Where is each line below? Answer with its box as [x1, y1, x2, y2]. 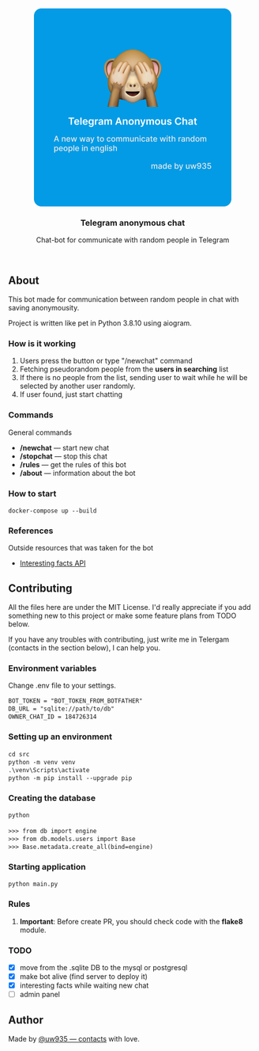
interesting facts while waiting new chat [19, 981, 149, 990]
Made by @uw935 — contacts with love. [8, 1034, 140, 1043]
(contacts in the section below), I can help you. [8, 643, 160, 653]
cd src [8, 750, 30, 758]
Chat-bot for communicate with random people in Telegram [36, 235, 230, 245]
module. [19, 925, 47, 935]
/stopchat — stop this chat [19, 451, 108, 461]
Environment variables [8, 663, 97, 674]
